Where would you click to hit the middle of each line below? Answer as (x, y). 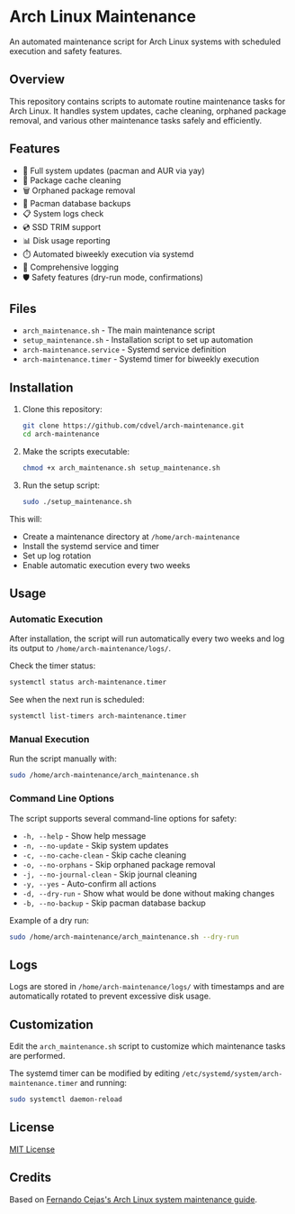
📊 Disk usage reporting (66, 240)
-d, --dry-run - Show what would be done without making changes (148, 893)
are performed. (37, 1056)
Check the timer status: (53, 666)
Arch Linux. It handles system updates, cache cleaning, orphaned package (148, 111)
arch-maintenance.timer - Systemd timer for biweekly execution (140, 359)
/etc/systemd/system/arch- (232, 1074)
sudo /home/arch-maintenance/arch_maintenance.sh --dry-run (125, 937)
